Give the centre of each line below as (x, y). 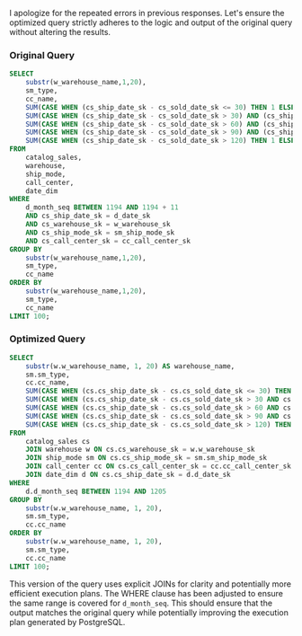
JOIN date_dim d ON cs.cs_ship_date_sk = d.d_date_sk (128, 475)
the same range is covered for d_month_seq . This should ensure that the (141, 603)
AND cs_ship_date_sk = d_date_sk (88, 216)
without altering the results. (60, 32)
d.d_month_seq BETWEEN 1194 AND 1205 (96, 491)
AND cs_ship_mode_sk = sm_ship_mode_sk (100, 233)
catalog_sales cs (58, 441)
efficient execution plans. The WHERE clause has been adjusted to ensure (147, 593)
